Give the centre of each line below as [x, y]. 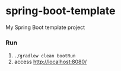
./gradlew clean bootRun [45, 56]
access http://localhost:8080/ [50, 62]
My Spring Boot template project [45, 27]
